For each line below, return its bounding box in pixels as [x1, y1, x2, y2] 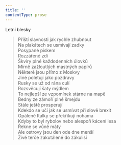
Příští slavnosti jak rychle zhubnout [17, 36, 92, 43]
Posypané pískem [17, 47, 56, 53]
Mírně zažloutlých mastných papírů [17, 64, 92, 70]
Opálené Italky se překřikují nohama [17, 112, 93, 118]
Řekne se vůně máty [17, 123, 61, 130]
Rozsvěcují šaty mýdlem [17, 85, 69, 91]
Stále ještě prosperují [17, 101, 63, 108]
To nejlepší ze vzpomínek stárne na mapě [17, 91, 106, 97]
